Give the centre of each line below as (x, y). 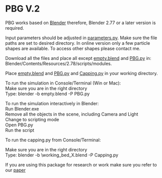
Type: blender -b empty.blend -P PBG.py (48, 94)
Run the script (20, 130)
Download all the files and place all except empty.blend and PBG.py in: (78, 58)
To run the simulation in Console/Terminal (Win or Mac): (63, 83)
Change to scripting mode (32, 119)
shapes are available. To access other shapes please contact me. (73, 48)
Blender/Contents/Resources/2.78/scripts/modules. (59, 63)
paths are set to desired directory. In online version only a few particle (78, 43)
